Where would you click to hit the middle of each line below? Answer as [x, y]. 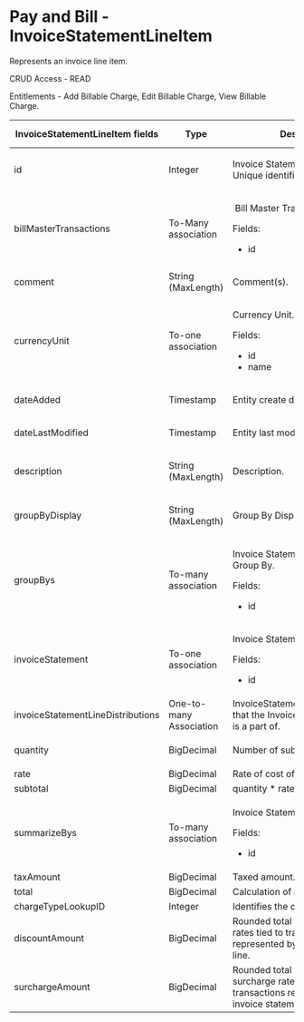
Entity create [259, 399]
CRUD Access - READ [50, 78]
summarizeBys [45, 832]
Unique [248, 175]
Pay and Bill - [60, 17]
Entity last [253, 433]
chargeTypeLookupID [60, 906]
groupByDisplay [48, 515]
